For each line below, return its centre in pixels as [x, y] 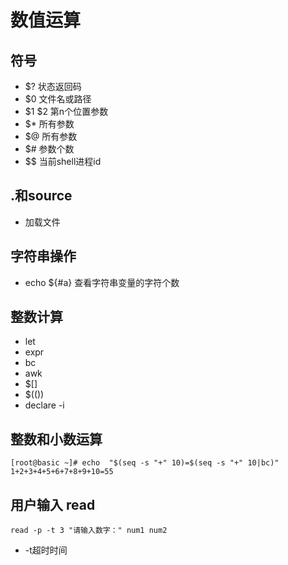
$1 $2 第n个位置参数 [66, 111]
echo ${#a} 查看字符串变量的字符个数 [102, 282]
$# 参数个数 [49, 149]
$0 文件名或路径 [58, 99]
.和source [41, 196]
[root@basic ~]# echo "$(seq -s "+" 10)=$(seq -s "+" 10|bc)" [145, 463]
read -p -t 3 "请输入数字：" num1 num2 [89, 531]
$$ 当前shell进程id [63, 161]
